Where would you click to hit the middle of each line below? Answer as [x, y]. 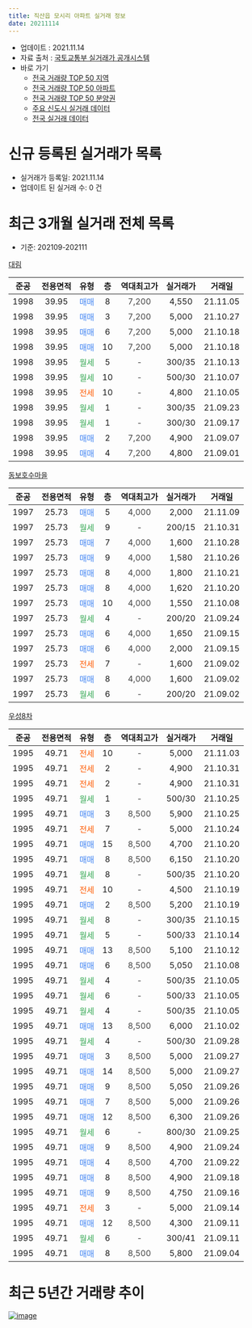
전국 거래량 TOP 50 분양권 [73, 98]
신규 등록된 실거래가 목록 [85, 154]
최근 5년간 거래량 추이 [77, 1293]
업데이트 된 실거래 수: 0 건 [61, 188]
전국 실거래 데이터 [60, 118]
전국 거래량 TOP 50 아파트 [73, 88]
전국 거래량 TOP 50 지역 [70, 78]
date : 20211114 [34, 23]
